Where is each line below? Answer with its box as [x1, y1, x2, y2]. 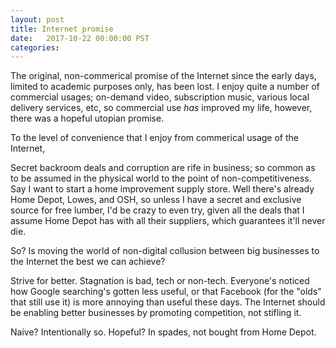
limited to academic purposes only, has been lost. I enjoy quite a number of [10, 81, 320, 93]
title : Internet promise [10, 24, 114, 34]
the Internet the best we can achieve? [10, 256, 166, 268]
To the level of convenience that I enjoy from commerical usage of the [10, 132, 299, 144]
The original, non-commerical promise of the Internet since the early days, [10, 70, 317, 82]
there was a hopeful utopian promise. [10, 112, 165, 125]
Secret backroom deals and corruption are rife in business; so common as [10, 162, 316, 174]
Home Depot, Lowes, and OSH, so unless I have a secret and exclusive [10, 194, 302, 206]
